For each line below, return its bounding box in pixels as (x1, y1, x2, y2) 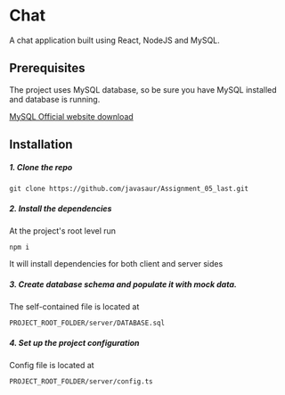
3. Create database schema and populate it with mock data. (9, 278, 238, 290)
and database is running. (9, 94, 101, 104)
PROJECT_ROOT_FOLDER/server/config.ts (9, 377, 153, 386)
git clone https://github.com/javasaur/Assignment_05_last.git (9, 185, 249, 193)
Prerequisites (9, 61, 85, 76)
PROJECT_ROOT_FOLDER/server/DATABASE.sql (9, 318, 166, 328)
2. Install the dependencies (9, 202, 112, 214)
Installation (9, 137, 73, 152)
